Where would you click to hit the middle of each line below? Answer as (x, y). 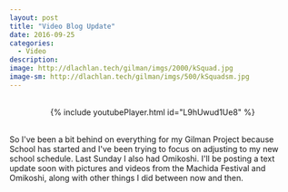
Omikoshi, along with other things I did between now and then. (126, 178)
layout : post (34, 18)
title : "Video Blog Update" (63, 26)
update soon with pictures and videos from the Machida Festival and (138, 168)
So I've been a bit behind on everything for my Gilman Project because (142, 139)
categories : (32, 43)
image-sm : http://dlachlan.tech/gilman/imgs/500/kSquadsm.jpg (129, 77)
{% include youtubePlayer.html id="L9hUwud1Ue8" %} (153, 112)
